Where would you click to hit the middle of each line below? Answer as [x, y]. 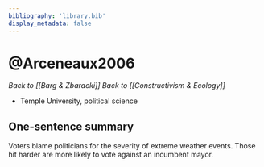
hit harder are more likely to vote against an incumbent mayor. [111, 155]
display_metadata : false [50, 23]
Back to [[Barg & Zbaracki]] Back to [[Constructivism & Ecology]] [117, 86]
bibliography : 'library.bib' [57, 16]
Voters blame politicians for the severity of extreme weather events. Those [132, 146]
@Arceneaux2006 [72, 63]
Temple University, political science [79, 101]
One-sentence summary [71, 126]
